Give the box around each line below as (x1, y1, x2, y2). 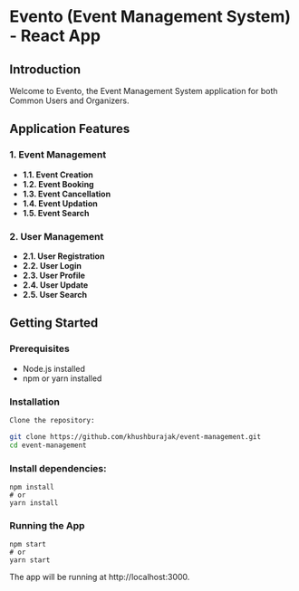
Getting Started (9, 315, 99, 331)
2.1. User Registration (22, 251, 105, 262)
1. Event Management (9, 148, 107, 161)
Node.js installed (22, 363, 86, 374)
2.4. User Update (22, 279, 89, 291)
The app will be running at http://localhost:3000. (9, 572, 190, 583)
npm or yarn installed (22, 373, 102, 384)
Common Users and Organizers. (9, 95, 130, 106)
